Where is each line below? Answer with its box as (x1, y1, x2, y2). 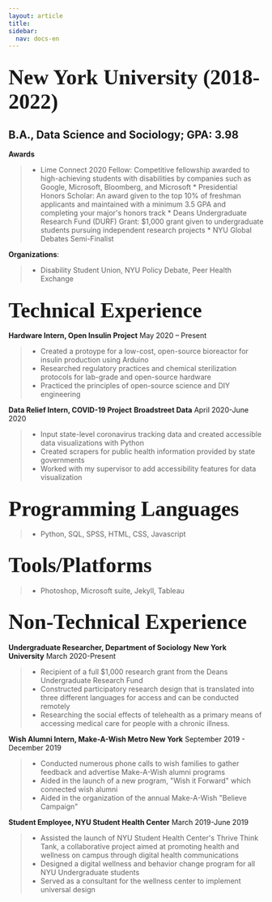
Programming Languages (8, 496, 240, 521)
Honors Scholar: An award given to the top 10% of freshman (40, 191, 241, 201)
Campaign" (40, 802, 79, 811)
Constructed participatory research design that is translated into (40, 684, 255, 694)
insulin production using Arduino (40, 355, 149, 365)
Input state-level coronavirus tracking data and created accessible (40, 430, 261, 439)
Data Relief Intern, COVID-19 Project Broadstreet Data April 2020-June (8, 405, 249, 415)
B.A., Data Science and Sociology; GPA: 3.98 (8, 128, 239, 142)
